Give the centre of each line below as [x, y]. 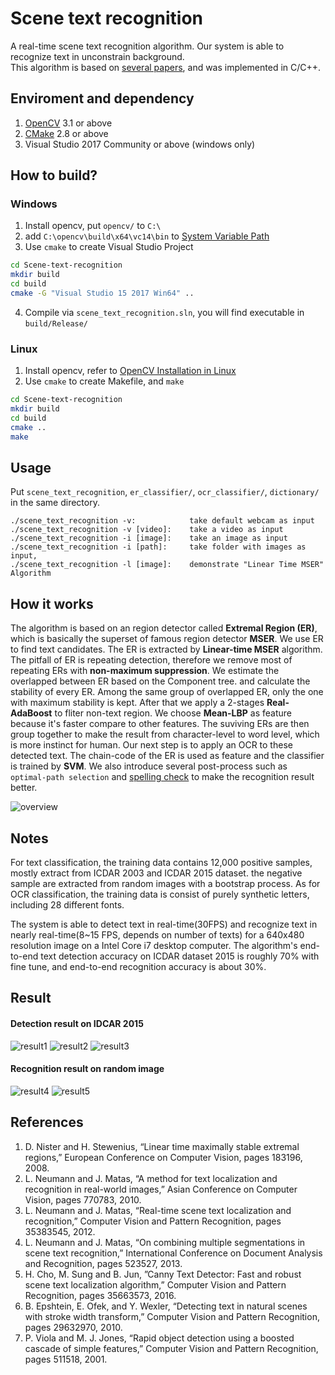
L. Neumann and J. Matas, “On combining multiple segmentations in [165, 1242]
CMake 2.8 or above [66, 133]
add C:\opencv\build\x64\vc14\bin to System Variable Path [147, 236]
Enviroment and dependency [102, 98]
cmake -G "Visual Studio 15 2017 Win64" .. [102, 293]
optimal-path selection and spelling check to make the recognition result [162, 777]
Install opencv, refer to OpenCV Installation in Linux [130, 371]
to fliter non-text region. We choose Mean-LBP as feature [173, 713]
